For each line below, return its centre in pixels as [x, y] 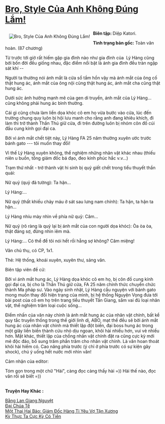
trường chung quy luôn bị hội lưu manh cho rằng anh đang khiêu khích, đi [80, 118]
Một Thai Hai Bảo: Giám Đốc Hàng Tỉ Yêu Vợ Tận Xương [62, 411]
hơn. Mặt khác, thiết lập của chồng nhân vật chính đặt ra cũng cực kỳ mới [80, 336]
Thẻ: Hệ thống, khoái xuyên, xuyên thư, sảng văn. [56, 260]
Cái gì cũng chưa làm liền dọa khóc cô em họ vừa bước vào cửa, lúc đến [78, 113]
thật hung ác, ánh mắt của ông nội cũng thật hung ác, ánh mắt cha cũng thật [83, 83]
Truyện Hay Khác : [24, 391]
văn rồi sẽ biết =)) [23, 376]
